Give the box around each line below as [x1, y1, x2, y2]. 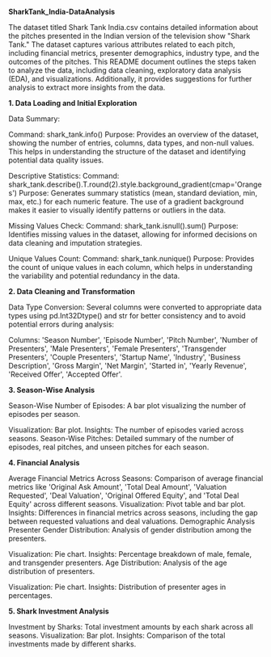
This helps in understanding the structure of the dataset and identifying [8, 147, 247, 156]
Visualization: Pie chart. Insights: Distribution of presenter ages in [8, 582, 227, 592]
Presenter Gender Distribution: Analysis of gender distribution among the [8, 525, 252, 534]
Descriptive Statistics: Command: [8, 171, 120, 180]
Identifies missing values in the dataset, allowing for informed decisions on [8, 230, 257, 239]
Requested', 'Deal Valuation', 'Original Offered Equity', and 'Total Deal [8, 491, 239, 500]
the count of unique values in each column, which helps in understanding [8, 263, 253, 272]
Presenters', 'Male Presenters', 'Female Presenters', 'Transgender [8, 343, 227, 353]
